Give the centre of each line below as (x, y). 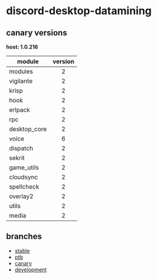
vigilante (21, 81)
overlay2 (21, 196)
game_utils (24, 168)
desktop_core (28, 129)
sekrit (17, 158)
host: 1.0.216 (22, 47)
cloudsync (24, 177)
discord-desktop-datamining (79, 11)
